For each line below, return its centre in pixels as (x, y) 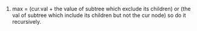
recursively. (26, 22)
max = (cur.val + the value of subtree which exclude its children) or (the (101, 9)
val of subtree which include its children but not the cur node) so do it (99, 15)
